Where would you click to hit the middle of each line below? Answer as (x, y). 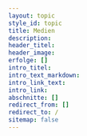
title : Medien (32, 30)
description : (30, 38)
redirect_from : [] (39, 105)
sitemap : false (34, 120)
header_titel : (32, 46)
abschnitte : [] (34, 98)
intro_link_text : (37, 82)
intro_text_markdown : (44, 75)
